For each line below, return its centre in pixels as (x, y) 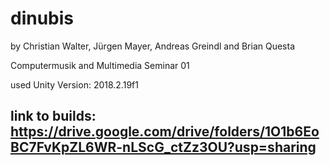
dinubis (42, 18)
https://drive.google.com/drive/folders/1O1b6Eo (165, 132)
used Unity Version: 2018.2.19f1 (74, 84)
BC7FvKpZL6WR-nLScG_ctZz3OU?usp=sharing (163, 147)
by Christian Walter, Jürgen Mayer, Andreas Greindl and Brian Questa (152, 46)
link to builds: (53, 116)
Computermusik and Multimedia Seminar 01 (100, 65)
